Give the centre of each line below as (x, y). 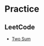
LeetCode (20, 27)
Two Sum (21, 39)
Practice (22, 9)
